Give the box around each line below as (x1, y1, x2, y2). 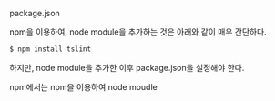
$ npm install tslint (9, 45, 92, 54)
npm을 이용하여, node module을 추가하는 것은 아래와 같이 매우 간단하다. (9, 26, 267, 37)
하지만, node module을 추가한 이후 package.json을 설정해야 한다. (9, 62, 245, 73)
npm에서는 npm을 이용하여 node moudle (9, 81, 158, 92)
